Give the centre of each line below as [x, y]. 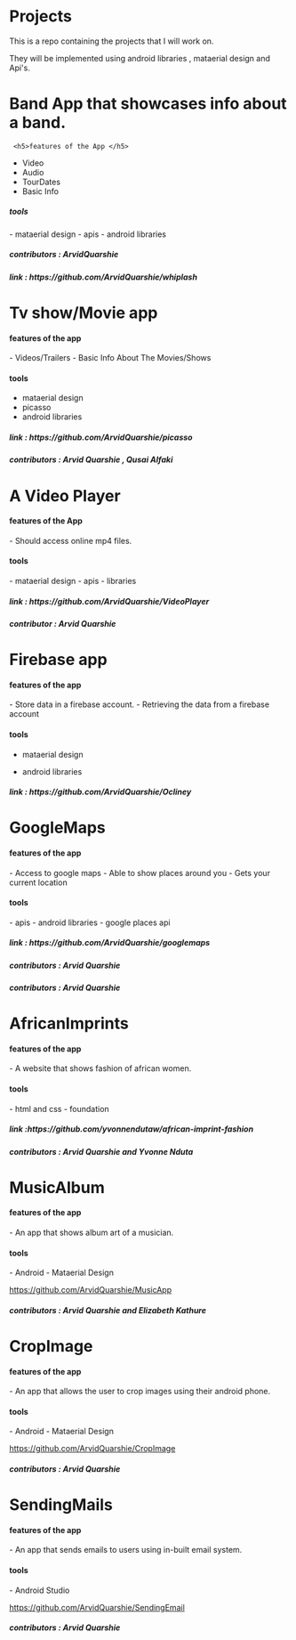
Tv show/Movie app [84, 313]
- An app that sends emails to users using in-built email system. [126, 1550]
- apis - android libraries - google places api [90, 922]
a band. [38, 123]
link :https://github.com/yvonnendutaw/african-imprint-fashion [132, 1129]
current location [39, 882]
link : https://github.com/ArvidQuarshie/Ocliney [100, 792]
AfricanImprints [69, 1023]
